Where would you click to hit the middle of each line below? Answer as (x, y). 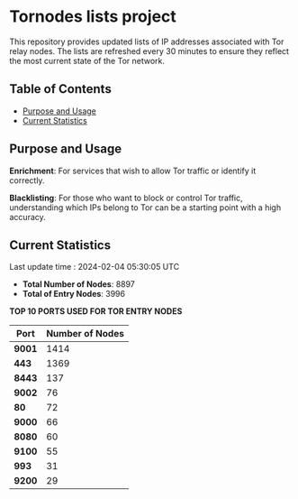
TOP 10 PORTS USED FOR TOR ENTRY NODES (96, 311)
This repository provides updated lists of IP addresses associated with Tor (147, 42)
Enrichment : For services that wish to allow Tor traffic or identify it (133, 171)
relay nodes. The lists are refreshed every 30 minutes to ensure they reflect (149, 51)
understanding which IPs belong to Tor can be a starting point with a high (145, 207)
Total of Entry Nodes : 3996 (74, 294)
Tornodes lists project (93, 17)
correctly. (27, 180)
